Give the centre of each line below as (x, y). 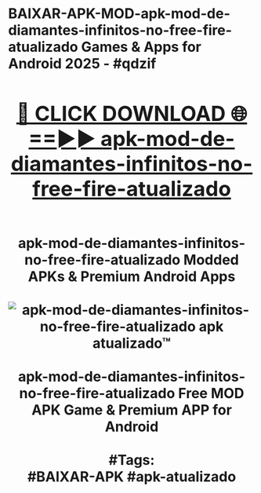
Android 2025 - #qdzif (82, 64)
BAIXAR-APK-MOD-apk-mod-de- (120, 14)
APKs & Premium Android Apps (132, 276)
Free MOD (211, 393)
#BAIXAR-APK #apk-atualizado (132, 477)
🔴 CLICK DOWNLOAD (121, 113)
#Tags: (132, 460)
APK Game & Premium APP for (132, 410)
